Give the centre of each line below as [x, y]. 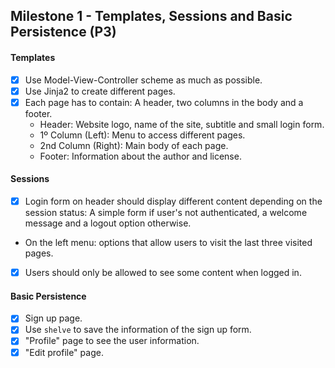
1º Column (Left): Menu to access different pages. [142, 135]
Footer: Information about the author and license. [140, 156]
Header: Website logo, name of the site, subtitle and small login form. [182, 124]
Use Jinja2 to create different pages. [100, 91]
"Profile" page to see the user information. [112, 341]
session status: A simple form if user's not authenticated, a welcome [166, 213]
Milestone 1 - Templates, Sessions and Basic [151, 16]
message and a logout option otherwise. [108, 223]
